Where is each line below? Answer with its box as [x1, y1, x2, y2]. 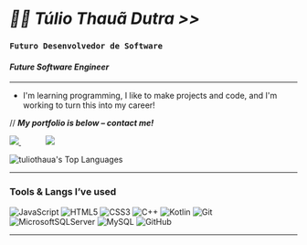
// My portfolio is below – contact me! [9, 118, 154, 129]
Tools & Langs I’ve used [9, 186, 117, 198]
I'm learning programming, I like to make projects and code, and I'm [22, 91, 278, 101]
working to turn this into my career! [22, 100, 155, 111]
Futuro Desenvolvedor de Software [9, 41, 163, 51]
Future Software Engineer [9, 61, 110, 72]
